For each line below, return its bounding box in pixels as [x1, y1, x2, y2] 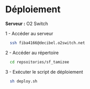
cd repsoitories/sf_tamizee [10, 59, 70, 64]
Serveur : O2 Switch [5, 20, 48, 27]
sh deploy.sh [10, 78, 38, 84]
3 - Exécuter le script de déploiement [5, 69, 83, 75]
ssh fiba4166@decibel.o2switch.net [10, 40, 85, 46]
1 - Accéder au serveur [5, 30, 53, 36]
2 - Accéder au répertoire [5, 50, 59, 56]
